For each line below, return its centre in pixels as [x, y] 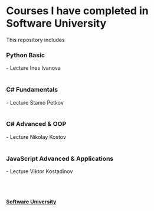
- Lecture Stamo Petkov [35, 102]
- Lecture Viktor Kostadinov [40, 171]
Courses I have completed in [77, 11]
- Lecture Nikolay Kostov [36, 137]
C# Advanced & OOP [36, 124]
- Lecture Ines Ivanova [33, 68]
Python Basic [26, 55]
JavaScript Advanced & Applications [60, 158]
